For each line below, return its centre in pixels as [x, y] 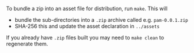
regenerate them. [27, 44]
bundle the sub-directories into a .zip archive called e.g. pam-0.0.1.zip [101, 20]
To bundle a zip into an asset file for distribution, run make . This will [87, 9]
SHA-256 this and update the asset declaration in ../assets [87, 26]
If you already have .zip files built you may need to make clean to [85, 37]
